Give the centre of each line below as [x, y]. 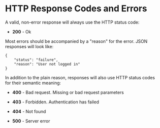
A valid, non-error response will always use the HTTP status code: [72, 22]
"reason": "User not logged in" [47, 64]
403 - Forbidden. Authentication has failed [56, 102]
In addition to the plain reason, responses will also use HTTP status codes [80, 77]
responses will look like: [29, 46]
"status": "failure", [36, 60]
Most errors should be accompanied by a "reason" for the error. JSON [76, 41]
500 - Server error [31, 121]
